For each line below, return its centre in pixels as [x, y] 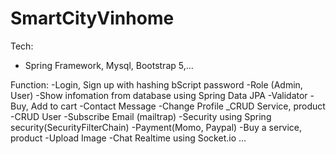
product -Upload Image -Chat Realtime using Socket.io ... [128, 138]
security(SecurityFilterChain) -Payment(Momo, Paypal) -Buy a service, [156, 127]
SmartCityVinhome [92, 18]
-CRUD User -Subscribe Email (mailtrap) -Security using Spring [141, 116]
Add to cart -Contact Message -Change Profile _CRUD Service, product [178, 106]
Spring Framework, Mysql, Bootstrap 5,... [109, 65]
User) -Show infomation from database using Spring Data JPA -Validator [159, 95]
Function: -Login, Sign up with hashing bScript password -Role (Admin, [156, 84]
